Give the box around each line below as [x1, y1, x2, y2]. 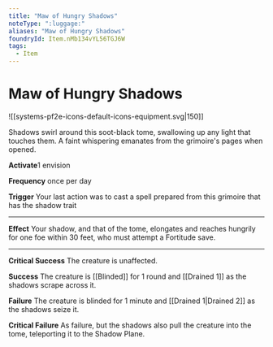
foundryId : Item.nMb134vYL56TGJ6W [8, 34, 126, 43]
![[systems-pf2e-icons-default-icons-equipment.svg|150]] [8, 111, 204, 121]
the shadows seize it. [8, 304, 80, 314]
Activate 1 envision [8, 160, 71, 170]
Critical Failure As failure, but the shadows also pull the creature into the [8, 320, 252, 330]
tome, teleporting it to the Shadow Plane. [8, 328, 145, 338]
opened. [8, 144, 37, 154]
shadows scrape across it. [8, 280, 97, 289]
